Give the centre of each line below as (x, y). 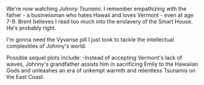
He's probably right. (31, 28)
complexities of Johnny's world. (46, 46)
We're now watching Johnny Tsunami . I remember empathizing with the (97, 9)
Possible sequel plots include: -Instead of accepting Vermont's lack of (94, 58)
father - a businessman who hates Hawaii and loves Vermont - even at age (100, 15)
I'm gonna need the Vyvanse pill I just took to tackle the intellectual (90, 39)
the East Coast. (25, 77)
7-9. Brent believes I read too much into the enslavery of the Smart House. (100, 21)
